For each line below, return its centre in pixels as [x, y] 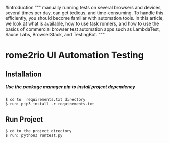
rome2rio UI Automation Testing [75, 55]
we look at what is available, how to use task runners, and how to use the [82, 23]
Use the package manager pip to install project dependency [70, 87]
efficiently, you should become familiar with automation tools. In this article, [85, 18]
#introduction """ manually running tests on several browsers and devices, [84, 7]
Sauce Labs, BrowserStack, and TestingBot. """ [55, 34]
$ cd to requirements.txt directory [45, 99]
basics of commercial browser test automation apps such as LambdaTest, [83, 29]
